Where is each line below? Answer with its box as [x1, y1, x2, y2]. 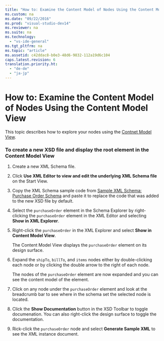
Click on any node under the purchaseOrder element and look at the [12, 286, 147, 292]
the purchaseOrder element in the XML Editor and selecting [29, 213, 146, 219]
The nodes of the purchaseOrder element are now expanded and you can [12, 272, 159, 277]
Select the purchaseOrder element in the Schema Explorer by [12, 207, 134, 213]
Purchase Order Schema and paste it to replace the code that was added [12, 193, 159, 199]
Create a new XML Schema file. [12, 163, 76, 169]
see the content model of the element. [12, 277, 89, 283]
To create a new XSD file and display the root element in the [5, 146, 149, 153]
